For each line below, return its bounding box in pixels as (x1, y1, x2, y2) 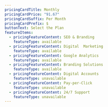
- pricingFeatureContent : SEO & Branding (9, 35, 95, 40)
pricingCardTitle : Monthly (4, 7, 60, 12)
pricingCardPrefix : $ (4, 21, 49, 26)
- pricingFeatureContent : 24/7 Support (9, 90, 90, 95)
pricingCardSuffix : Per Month (4, 16, 66, 21)
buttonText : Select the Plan (4, 26, 64, 31)
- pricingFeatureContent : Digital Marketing (9, 44, 104, 49)
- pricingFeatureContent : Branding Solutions (9, 62, 104, 67)
